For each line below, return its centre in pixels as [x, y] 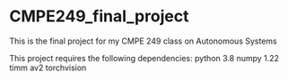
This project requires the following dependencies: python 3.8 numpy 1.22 [144, 58]
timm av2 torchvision [48, 68]
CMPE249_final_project [99, 16]
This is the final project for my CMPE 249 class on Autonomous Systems [143, 41]
